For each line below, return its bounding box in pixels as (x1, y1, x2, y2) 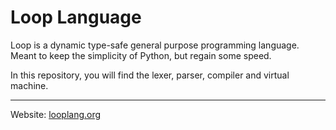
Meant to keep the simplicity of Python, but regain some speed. (10, 49, 272, 61)
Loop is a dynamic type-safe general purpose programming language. (10, 39, 300, 51)
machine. (10, 79, 49, 91)
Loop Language (10, 6, 142, 29)
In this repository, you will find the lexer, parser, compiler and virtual (10, 69, 290, 81)
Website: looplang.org (10, 108, 102, 120)
